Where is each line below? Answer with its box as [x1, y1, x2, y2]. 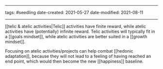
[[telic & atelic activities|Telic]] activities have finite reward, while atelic [5, 24, 147, 29]
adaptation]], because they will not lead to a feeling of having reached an [5, 54, 151, 59]
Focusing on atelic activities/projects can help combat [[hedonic [5, 48, 133, 54]
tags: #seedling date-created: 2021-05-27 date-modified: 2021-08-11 [5, 10, 144, 15]
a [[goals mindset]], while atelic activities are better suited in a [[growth [5, 34, 147, 39]
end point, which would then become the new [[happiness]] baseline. [5, 58, 144, 64]
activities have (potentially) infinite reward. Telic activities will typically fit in [5, 28, 155, 34]
